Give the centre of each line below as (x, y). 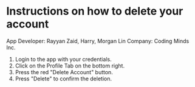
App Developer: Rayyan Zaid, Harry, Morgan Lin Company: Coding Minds (98, 41)
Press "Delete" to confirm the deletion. (63, 78)
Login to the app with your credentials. (63, 59)
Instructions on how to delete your (95, 11)
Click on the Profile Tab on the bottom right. (70, 66)
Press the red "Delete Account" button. (64, 72)
